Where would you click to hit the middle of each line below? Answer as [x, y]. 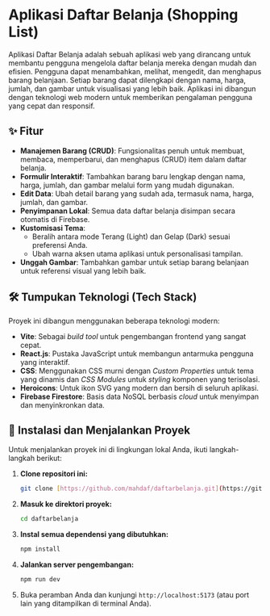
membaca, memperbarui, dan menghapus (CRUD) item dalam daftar [133, 159]
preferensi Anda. [60, 245]
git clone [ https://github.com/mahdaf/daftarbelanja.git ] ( [121, 489]
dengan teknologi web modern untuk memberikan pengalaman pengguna [130, 97]
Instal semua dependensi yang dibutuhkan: [94, 534]
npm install [40, 549]
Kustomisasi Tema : [53, 228]
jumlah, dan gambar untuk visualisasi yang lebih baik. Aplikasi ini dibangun [132, 88]
